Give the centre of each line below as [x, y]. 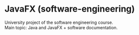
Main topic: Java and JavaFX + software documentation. [61, 27]
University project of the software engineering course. [59, 22]
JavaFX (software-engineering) [70, 9]
